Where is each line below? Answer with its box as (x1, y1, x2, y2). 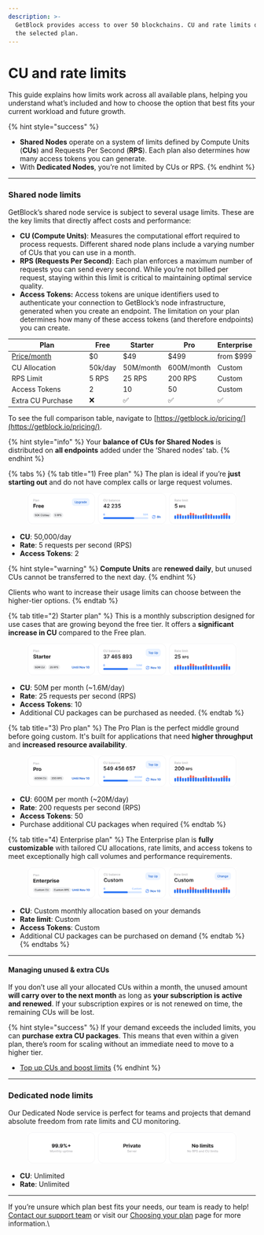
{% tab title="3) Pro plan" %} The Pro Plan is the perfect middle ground (8, 723, 240, 732)
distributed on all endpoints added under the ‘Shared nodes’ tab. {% (8, 445, 230, 455)
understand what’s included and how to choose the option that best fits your (8, 98, 255, 108)
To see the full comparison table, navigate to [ (8, 413, 157, 422)
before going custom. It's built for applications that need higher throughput (8, 732, 254, 741)
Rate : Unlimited (19, 1180, 70, 1189)
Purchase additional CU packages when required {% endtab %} (19, 819, 226, 829)
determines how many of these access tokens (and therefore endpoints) (19, 315, 254, 324)
